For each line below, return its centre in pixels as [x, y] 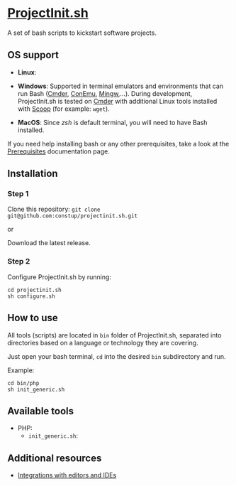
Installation [33, 174]
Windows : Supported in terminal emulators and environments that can [120, 86]
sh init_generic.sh [36, 389]
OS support [33, 55]
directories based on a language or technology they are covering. [103, 342]
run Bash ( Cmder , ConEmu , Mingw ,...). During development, [105, 93]
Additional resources [55, 458]
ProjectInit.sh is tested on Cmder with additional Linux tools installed [117, 101]
